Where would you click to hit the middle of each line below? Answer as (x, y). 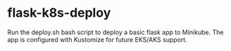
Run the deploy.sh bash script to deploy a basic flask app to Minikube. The (115, 32)
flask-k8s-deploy (59, 13)
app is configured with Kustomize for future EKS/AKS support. (98, 39)
